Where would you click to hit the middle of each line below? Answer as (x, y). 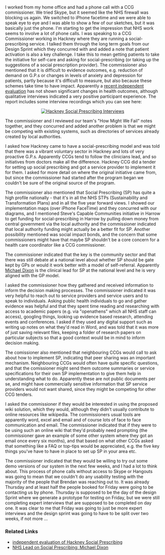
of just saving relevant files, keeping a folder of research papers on (73, 332)
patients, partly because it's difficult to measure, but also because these (78, 81)
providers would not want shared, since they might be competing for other (81, 389)
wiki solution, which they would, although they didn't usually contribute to (80, 409)
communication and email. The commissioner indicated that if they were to (81, 425)
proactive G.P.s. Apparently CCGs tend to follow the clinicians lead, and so (81, 157)
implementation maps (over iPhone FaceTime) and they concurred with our (81, 208)
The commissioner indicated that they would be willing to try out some (76, 461)
